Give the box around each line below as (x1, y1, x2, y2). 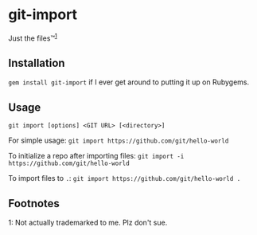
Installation (8, 56, 65, 69)
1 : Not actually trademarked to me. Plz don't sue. (8, 217, 168, 228)
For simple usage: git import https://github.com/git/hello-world (8, 135, 229, 145)
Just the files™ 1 (8, 32, 57, 43)
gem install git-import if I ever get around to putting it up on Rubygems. (8, 77, 250, 87)
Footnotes (8, 197, 60, 210)
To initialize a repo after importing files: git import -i (8, 151, 185, 161)
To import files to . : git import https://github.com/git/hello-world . (8, 174, 241, 183)
